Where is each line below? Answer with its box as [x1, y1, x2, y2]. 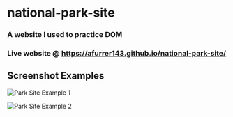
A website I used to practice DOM [7, 30, 123, 40]
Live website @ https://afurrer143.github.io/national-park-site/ [7, 49, 227, 58]
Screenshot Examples [7, 70, 105, 81]
